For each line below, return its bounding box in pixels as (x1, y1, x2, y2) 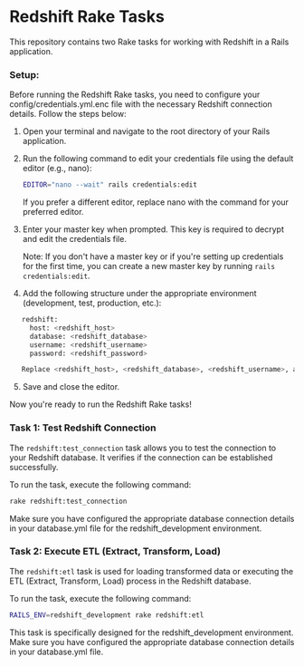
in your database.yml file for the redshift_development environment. (9, 523, 262, 534)
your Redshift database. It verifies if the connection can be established (9, 451, 273, 463)
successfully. (9, 461, 59, 472)
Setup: (9, 68, 40, 81)
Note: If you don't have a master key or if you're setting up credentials (22, 251, 284, 262)
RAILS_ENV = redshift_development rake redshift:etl (9, 610, 204, 620)
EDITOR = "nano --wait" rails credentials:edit (22, 180, 197, 189)
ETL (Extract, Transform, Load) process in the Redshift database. (9, 575, 252, 586)
